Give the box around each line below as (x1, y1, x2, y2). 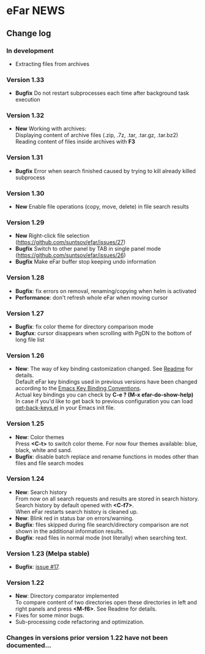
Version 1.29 (6, 218, 45, 226)
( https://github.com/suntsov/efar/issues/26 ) (15, 251, 127, 259)
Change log (6, 28, 51, 39)
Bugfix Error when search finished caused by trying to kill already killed (15, 167, 196, 174)
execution (15, 96, 41, 103)
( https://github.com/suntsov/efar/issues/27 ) (15, 239, 126, 246)
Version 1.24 (6, 475, 45, 483)
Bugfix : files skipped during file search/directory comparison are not (15, 521, 188, 528)
